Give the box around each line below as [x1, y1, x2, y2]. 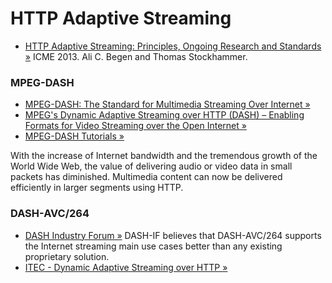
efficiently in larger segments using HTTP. [10, 182, 184, 194]
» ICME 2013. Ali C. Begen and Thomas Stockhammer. [24, 50, 248, 62]
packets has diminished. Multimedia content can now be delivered [10, 171, 283, 183]
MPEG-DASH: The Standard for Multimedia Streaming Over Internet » [24, 98, 311, 111]
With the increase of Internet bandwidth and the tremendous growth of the [10, 150, 318, 162]
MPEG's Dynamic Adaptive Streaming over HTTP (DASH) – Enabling [24, 109, 305, 121]
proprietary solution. [24, 250, 110, 262]
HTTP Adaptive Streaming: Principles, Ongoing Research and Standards [24, 40, 322, 52]
